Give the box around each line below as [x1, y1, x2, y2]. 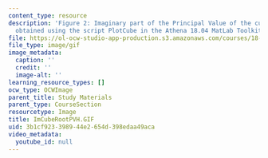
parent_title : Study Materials [8, 93, 112, 101]
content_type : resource [8, 11, 88, 20]
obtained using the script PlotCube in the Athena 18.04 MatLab [15, 26, 234, 34]
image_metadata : [8, 49, 62, 57]
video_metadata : [8, 130, 62, 138]
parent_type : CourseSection [8, 101, 102, 109]
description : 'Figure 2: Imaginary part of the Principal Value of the [8, 19, 251, 27]
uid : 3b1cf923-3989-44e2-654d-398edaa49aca [8, 123, 156, 131]
